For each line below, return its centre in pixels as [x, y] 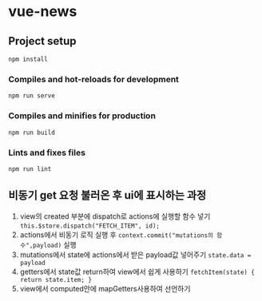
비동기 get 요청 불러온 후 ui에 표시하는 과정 [107, 195]
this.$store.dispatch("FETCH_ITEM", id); [89, 226]
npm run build [32, 133]
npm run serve [32, 96]
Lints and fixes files [47, 152]
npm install [28, 59]
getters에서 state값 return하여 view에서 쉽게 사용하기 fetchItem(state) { [137, 271]
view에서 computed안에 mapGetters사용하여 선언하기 [105, 288]
